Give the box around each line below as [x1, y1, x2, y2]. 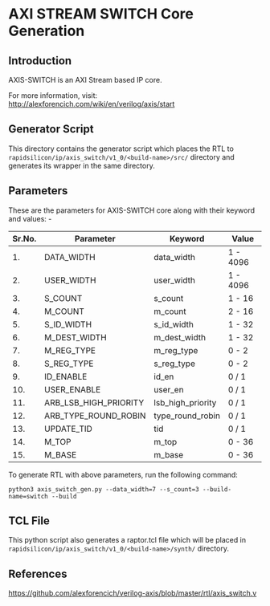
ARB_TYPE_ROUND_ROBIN [43, 410, 146, 421]
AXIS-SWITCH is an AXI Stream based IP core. [8, 75, 162, 84]
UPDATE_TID [43, 423, 92, 434]
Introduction [8, 54, 72, 67]
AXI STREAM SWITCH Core [8, 5, 194, 23]
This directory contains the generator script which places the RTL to [8, 144, 235, 153]
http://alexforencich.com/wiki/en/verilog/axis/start [8, 100, 175, 108]
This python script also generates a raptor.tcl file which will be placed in [8, 535, 247, 545]
